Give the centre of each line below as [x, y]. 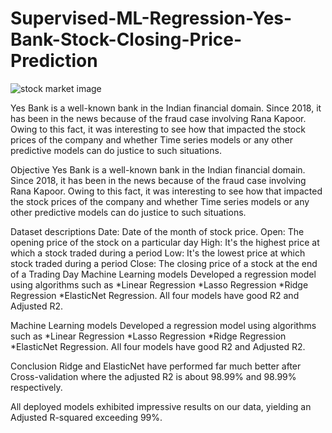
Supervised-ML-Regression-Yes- [151, 18]
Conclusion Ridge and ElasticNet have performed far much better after [156, 366]
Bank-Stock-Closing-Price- [126, 39]
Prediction [54, 61]
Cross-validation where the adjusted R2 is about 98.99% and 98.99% [153, 376]
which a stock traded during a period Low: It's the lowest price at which [158, 253]
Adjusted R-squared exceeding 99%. [86, 417]
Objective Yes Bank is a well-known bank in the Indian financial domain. [158, 169]
